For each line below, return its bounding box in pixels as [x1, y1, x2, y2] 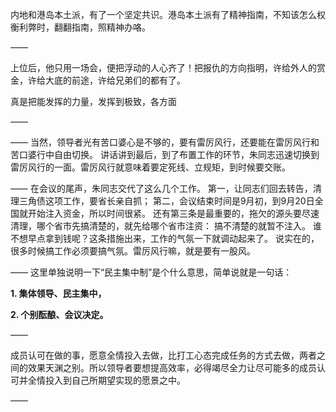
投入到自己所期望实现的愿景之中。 [44, 374, 186, 386]
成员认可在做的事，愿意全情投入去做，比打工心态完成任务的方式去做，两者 [10, 349, 317, 361]
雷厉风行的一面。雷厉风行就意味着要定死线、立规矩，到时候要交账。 [10, 161, 291, 173]
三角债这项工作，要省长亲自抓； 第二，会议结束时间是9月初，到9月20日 [18, 195, 315, 207]
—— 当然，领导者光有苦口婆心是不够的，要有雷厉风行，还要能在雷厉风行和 [10, 136, 320, 148]
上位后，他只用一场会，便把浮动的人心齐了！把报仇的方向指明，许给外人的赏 [10, 62, 326, 73]
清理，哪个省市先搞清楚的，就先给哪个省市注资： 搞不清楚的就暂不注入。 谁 [10, 220, 322, 232]
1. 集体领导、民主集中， [10, 288, 107, 299]
